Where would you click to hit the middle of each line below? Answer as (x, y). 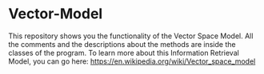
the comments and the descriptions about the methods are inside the (122, 44)
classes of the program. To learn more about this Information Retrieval (124, 53)
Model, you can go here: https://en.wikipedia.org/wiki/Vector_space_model (132, 61)
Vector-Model (56, 14)
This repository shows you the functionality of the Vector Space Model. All (131, 36)
